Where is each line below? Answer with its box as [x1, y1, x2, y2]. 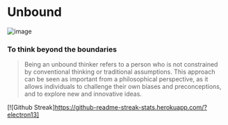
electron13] [7, 110, 40, 119]
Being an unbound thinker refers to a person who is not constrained [24, 60, 218, 69]
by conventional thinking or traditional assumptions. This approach [24, 67, 215, 76]
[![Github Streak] [7, 103, 56, 112]
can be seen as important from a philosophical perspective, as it [24, 75, 209, 83]
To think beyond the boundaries [7, 44, 117, 54]
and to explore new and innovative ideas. [24, 90, 142, 98]
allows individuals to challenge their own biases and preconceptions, [24, 83, 222, 91]
